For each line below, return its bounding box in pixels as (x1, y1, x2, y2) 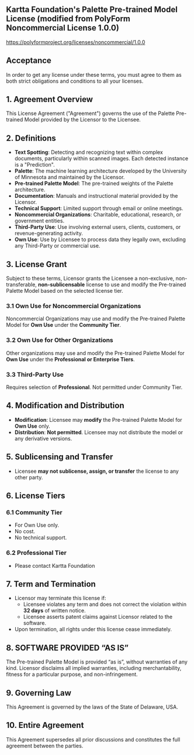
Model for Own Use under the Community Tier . (6, 321, 122, 329)
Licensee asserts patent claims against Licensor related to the (23, 613, 173, 621)
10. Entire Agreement (6, 720, 84, 730)
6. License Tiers (6, 490, 65, 500)
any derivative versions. (14, 435, 72, 442)
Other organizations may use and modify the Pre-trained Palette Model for (6, 349, 185, 357)
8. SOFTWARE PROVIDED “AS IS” (6, 642, 129, 653)
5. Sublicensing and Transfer (6, 452, 113, 462)
